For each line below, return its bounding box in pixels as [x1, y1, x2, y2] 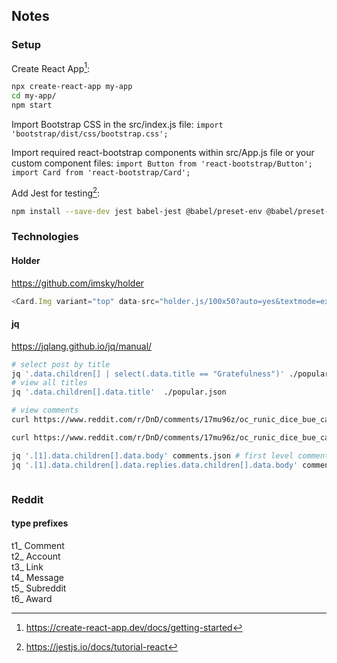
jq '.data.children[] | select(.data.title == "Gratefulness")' [11, 369, 285, 379]
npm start [11, 100, 53, 111]
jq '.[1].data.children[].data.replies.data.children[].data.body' [11, 460, 299, 470]
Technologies [11, 230, 79, 244]
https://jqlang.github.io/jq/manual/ [11, 340, 153, 352]
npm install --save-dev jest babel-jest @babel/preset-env [11, 206, 263, 216]
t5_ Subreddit [11, 582, 67, 594]
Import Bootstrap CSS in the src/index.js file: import [11, 118, 224, 130]
